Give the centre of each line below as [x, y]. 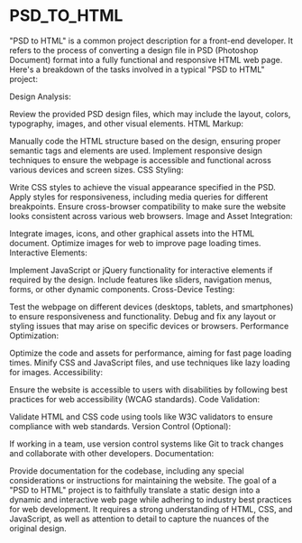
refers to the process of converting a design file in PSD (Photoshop [134, 50]
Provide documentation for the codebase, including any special [127, 471]
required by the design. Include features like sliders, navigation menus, [141, 280]
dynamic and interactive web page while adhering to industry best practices [151, 499]
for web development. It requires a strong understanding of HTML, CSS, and [151, 509]
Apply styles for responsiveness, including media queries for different [139, 197]
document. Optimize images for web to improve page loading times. [135, 243]
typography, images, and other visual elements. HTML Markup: [127, 124]
